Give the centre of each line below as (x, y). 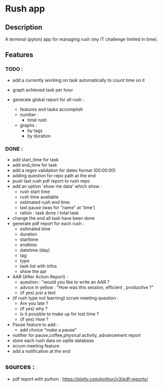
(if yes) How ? (34, 319)
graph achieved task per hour (43, 90)
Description (24, 27)
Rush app (25, 9)
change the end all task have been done (54, 218)
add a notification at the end (41, 351)
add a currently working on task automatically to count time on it (79, 80)
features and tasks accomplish (51, 109)
